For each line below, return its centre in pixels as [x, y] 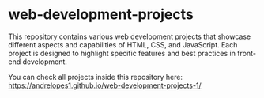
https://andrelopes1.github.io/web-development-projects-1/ [105, 85]
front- [247, 53]
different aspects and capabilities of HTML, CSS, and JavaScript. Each [123, 44]
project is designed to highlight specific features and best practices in [122, 53]
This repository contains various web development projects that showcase [130, 36]
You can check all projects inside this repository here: [96, 77]
